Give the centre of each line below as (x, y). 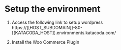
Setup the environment (53, 9)
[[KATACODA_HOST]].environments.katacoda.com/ (64, 33)
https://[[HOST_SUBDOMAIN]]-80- (47, 27)
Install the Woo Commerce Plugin (45, 42)
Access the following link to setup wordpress (57, 22)
